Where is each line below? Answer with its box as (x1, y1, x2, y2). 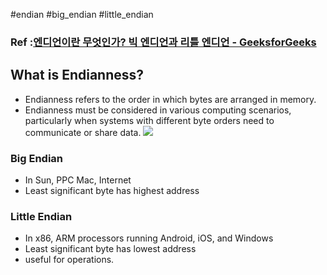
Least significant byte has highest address (24, 185, 200, 197)
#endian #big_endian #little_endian (10, 9, 154, 20)
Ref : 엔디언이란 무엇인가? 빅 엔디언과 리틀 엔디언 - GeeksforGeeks (10, 35, 317, 49)
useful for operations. (24, 254, 115, 266)
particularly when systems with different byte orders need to (24, 114, 275, 126)
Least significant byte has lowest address (24, 243, 197, 255)
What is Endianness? (10, 67, 145, 84)
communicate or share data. (24, 126, 142, 138)
